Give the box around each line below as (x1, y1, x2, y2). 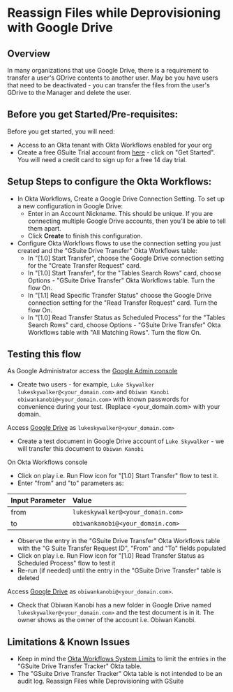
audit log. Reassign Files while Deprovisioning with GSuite (17, 677, 184, 686)
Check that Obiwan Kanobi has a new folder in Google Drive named (17, 601, 211, 610)
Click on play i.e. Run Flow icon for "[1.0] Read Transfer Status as (17, 552, 204, 560)
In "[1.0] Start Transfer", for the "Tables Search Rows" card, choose (27, 268, 222, 277)
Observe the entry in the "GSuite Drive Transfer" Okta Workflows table (17, 537, 220, 545)
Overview (7, 48, 51, 59)
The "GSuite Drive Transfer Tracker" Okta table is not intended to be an (17, 670, 223, 678)
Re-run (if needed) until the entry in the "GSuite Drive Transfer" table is (17, 566, 222, 575)
